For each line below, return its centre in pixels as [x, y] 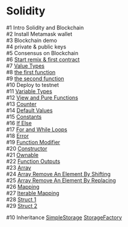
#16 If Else [19, 123]
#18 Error [17, 135]
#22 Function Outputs [33, 161]
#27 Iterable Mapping [33, 193]
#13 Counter [22, 104]
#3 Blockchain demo [32, 40]
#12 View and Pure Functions [42, 98]
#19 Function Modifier [33, 142]
